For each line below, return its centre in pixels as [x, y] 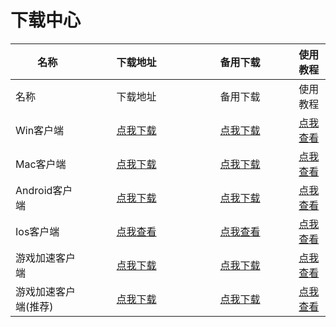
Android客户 [44, 190]
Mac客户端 [41, 164]
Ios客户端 [37, 231]
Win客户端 [40, 130]
